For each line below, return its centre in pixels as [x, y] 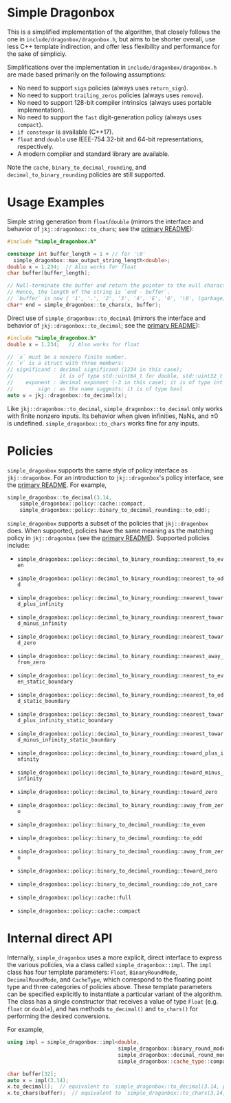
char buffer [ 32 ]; [32, 1074]
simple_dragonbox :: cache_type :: [164, 1061]
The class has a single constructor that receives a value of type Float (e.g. [113, 1002]
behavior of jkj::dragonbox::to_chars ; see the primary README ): [100, 228]
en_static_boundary [45, 682]
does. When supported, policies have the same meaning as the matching [110, 531]
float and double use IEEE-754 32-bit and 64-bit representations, [110, 139]
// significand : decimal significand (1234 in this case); [95, 370]
